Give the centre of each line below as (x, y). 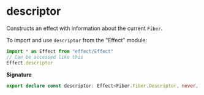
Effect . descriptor (30, 63)
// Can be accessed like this (45, 57)
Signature (19, 74)
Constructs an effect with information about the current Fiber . (85, 28)
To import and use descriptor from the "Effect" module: (77, 40)
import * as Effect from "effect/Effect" (60, 51)
